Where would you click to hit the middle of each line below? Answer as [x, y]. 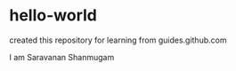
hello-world [53, 16]
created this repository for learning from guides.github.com [118, 40]
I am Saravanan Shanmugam [62, 57]
